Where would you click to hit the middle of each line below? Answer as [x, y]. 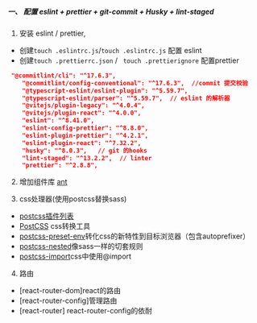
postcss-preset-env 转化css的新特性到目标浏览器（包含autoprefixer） [135, 236]
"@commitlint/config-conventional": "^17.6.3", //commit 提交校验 [135, 83]
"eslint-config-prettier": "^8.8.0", [85, 128]
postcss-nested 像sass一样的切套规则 [81, 246]
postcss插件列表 [46, 216]
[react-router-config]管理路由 [68, 300]
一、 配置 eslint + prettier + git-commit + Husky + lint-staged [111, 11]
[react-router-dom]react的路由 [70, 291]
